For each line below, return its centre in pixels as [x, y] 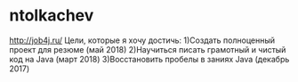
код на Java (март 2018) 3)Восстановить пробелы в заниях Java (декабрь [149, 59]
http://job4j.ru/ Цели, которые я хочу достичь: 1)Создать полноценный [142, 40]
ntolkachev [52, 16]
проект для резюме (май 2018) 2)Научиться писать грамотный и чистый [148, 49]
